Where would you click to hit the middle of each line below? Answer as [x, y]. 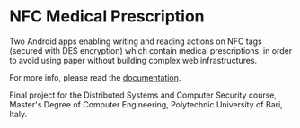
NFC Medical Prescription [107, 17]
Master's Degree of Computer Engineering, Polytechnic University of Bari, [146, 104]
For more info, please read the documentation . [95, 77]
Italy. [18, 114]
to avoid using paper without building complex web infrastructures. [133, 60]
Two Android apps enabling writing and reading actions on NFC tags [136, 41]
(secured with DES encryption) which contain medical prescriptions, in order [151, 50]
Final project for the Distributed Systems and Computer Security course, [143, 95]
